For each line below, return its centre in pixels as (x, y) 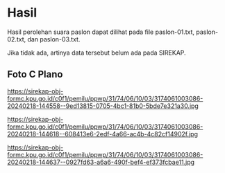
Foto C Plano (35, 74)
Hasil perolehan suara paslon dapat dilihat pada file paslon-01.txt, (101, 32)
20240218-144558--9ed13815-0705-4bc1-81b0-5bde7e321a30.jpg (103, 106)
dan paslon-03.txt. (54, 39)
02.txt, (17, 39)
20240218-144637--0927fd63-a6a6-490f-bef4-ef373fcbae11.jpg (101, 162)
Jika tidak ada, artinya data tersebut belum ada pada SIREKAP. (97, 53)
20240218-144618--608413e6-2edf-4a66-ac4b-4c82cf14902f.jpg (102, 134)
